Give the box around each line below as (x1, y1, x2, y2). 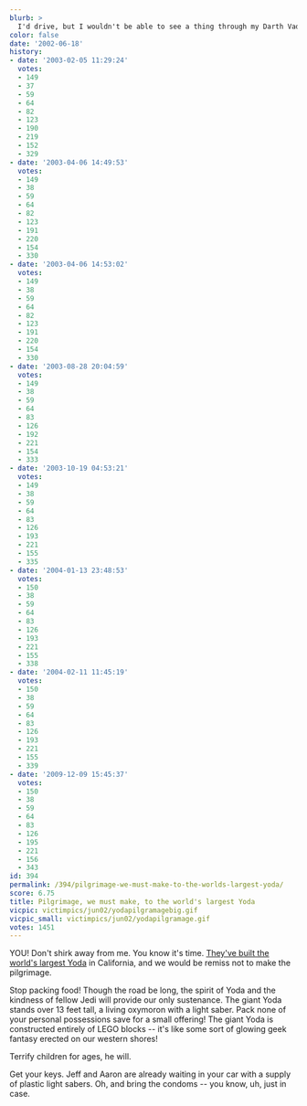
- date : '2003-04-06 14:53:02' (9, 260, 129, 270)
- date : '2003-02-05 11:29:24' (9, 56, 129, 65)
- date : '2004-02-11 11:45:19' (9, 668, 129, 677)
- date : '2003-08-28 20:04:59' (9, 362, 129, 371)
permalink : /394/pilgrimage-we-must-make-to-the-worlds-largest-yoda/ (9, 880, 284, 889)
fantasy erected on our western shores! (9, 1034, 158, 1045)
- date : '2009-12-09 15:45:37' (9, 770, 129, 779)
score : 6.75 (9, 888, 55, 898)
